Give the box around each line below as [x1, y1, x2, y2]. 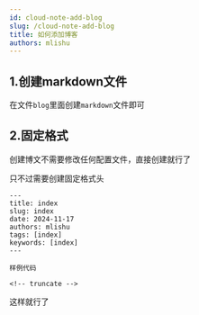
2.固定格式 [9, 128, 69, 144]
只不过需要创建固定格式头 [9, 173, 104, 184]
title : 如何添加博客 [9, 30, 78, 39]
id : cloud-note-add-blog [9, 13, 103, 22]
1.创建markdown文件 [9, 74, 128, 89]
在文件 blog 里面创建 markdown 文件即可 [9, 100, 145, 111]
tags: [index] [9, 230, 63, 239]
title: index [9, 199, 59, 208]
